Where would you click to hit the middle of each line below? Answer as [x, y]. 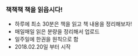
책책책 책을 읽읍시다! [34, 9]
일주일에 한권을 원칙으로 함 [46, 39]
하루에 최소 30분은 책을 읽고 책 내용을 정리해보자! [73, 24]
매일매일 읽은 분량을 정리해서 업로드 [57, 32]
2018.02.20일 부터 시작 [42, 47]
